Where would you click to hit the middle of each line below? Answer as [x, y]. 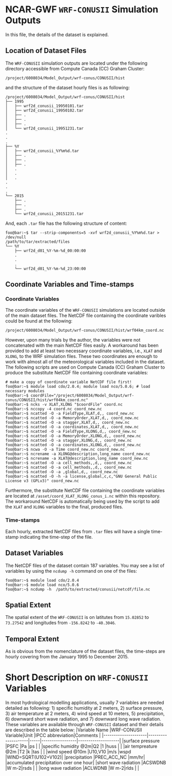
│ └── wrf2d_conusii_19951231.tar [44, 128]
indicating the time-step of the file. [56, 537]
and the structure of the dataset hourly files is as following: [68, 87]
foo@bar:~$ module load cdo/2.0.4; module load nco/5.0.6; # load [78, 387]
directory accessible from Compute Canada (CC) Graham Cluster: [75, 68]
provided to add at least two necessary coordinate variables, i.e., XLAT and [84, 351]
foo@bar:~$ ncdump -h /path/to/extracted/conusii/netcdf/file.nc [78, 589]
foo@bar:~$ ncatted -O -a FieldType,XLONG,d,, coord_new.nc [71, 432]
